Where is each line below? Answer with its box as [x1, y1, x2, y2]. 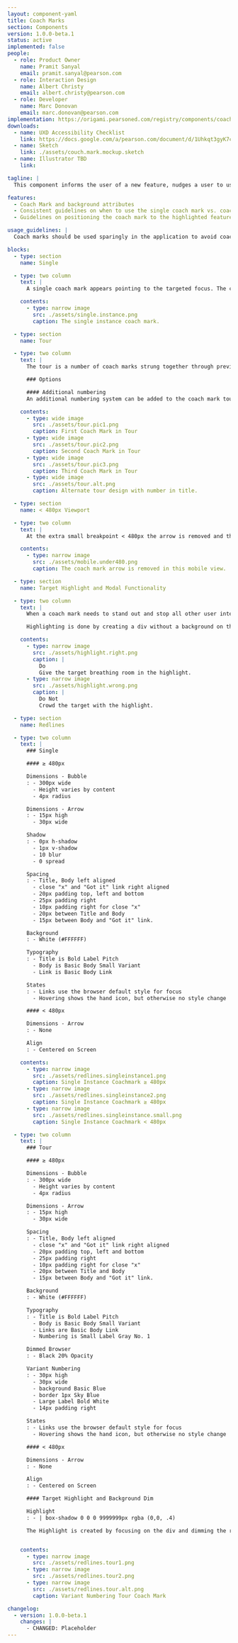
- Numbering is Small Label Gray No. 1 [33, 1333, 151, 1340]
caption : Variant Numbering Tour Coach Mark [33, 1592, 166, 1599]
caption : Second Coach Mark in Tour [33, 447, 141, 454]
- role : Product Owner [13, 57, 81, 64]
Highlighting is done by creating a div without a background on [25, 623, 223, 631]
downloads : [7, 122, 40, 130]
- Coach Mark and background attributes [13, 201, 135, 208]
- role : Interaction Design [13, 76, 97, 84]
